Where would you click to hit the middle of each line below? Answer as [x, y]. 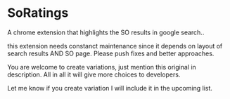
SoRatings [38, 13]
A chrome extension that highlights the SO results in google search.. [106, 32]
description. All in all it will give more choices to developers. [94, 74]
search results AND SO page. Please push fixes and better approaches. [111, 53]
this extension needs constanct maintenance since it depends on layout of [115, 46]
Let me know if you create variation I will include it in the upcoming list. [110, 88]
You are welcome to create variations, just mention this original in [102, 67]
